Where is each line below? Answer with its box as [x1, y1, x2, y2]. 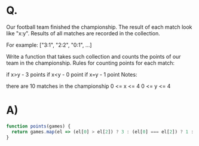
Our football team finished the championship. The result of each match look [6, 23, 192, 31]
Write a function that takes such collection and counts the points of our [6, 53, 181, 60]
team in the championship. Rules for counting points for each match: [6, 59, 175, 66]
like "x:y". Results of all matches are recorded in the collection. [6, 29, 160, 36]
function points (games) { [6, 123, 71, 129]
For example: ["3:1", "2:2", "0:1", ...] [6, 41, 92, 48]
